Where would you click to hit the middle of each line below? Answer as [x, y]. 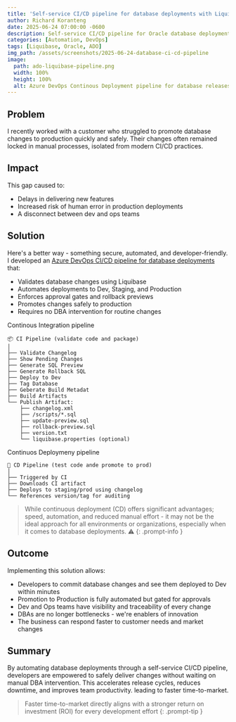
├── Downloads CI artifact [47, 483]
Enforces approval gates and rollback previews [85, 296]
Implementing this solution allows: [56, 570]
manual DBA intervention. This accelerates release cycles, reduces [104, 683]
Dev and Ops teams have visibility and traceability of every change [114, 607]
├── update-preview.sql [55, 420]
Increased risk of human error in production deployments [100, 206]
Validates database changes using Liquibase [82, 281]
